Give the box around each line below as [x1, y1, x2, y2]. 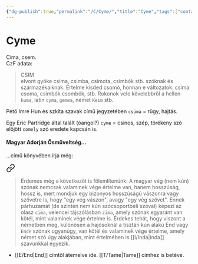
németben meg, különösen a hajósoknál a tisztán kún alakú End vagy [20, 221, 189, 228]
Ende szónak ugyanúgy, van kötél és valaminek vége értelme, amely [20, 227, 185, 235]
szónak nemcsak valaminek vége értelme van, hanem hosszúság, [20, 183, 180, 190]
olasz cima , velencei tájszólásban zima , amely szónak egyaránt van [20, 209, 183, 216]
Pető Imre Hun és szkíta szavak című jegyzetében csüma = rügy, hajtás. [6, 107, 178, 115]
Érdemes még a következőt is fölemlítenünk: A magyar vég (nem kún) [20, 177, 190, 184]
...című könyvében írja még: [6, 151, 74, 159]
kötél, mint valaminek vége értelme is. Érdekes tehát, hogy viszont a [20, 214, 186, 222]
